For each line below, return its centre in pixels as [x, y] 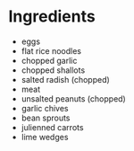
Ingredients [52, 17]
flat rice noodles [51, 50]
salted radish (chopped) [66, 79]
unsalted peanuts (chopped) [73, 98]
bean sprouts [46, 118]
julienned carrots [52, 127]
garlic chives [45, 108]
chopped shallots [53, 70]
